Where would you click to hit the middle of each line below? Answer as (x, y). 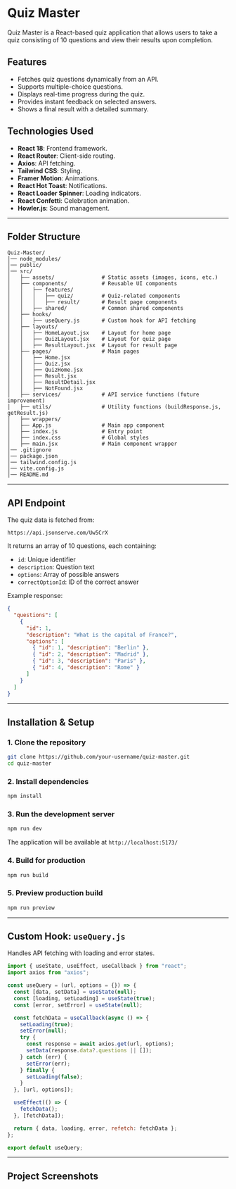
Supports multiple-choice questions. (70, 87)
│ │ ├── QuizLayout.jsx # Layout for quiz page (89, 340)
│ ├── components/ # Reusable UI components (92, 284)
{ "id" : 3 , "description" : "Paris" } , (89, 661)
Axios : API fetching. (46, 163)
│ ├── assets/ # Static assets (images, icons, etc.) (113, 278)
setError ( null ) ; (44, 1031)
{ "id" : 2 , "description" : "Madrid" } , (91, 654)
